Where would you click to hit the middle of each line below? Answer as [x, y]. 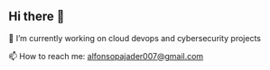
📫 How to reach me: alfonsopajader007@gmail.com [106, 56]
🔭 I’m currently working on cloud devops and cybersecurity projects [135, 38]
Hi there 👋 [37, 17]
